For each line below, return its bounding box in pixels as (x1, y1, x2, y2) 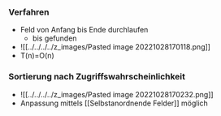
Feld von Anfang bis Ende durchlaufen (19, 25, 149, 35)
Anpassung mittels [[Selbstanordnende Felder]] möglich (19, 98, 209, 108)
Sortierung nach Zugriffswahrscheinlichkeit (8, 71, 185, 83)
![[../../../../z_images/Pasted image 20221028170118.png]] (19, 42, 211, 52)
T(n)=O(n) (19, 51, 54, 61)
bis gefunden (32, 33, 77, 43)
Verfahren (8, 6, 50, 18)
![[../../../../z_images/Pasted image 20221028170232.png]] (19, 89, 214, 99)
